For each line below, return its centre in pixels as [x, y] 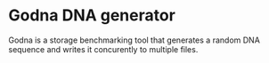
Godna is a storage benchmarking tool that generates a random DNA [134, 40]
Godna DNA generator [92, 16]
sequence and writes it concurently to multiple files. [103, 49]
